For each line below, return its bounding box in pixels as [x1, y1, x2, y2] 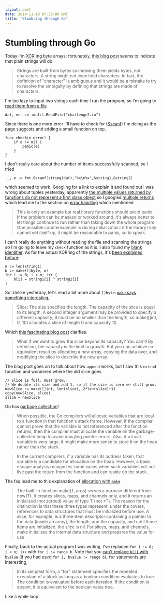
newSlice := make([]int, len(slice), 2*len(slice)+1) [5, 387, 116, 391]
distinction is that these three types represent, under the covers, [16, 503, 145, 509]
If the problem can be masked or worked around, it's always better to [16, 214, 155, 220]
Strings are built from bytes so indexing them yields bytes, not [16, 68, 141, 73]
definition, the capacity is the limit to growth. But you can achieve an [16, 344, 154, 350]
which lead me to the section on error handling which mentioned [5, 200, 134, 206]
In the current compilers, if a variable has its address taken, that [16, 453, 144, 460]
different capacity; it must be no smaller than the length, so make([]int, [16, 315, 158, 320]
